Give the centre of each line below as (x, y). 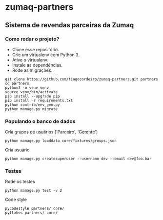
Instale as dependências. (37, 65)
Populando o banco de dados (40, 121)
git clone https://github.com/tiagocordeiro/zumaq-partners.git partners (82, 79)
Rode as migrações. (32, 70)
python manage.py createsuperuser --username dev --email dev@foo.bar (78, 159)
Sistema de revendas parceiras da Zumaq (70, 25)
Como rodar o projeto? (32, 39)
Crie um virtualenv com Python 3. (46, 55)
